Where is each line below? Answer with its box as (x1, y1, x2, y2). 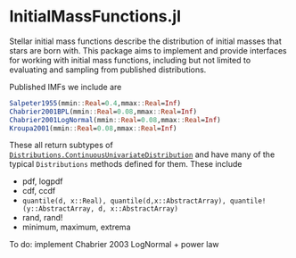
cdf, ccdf (21, 186, 56, 196)
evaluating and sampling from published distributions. (9, 64, 207, 75)
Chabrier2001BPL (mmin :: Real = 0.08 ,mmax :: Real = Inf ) (9, 107, 198, 116)
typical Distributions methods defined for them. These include (9, 159, 243, 170)
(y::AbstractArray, (21, 204, 95, 213)
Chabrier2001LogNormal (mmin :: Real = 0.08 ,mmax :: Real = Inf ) (9, 115, 221, 124)
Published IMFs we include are (9, 81, 122, 92)
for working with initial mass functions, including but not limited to (9, 54, 251, 65)
